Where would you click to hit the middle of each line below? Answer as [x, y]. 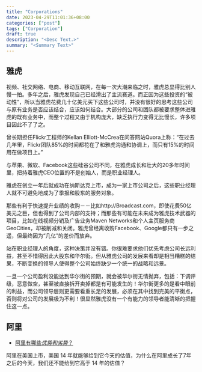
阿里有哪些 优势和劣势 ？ [44, 343]
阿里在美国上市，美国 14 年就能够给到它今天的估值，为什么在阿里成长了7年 [99, 355]
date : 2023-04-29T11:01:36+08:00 [48, 17]
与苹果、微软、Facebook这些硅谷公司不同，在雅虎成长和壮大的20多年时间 [98, 165]
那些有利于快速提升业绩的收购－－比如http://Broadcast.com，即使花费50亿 [99, 206]
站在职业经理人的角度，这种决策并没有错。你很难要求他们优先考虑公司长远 [98, 248]
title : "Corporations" [35, 12]
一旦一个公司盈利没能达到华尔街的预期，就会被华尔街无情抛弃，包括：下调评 [101, 276]
